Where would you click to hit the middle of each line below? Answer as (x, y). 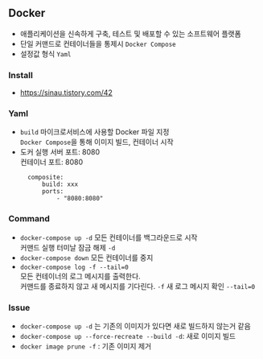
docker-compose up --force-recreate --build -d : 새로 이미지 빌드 (127, 336)
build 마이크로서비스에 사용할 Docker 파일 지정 (95, 132)
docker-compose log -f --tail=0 (74, 267)
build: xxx (60, 184)
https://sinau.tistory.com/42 (66, 93)
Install (21, 75)
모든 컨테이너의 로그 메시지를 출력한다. (80, 276)
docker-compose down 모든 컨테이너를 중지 (86, 258)
